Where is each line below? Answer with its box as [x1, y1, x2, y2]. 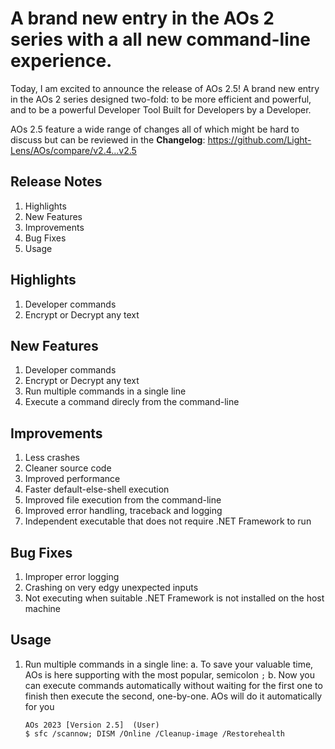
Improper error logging [24, 571, 120, 582]
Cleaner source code [24, 462, 112, 474]
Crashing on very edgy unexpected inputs [24, 582, 199, 593]
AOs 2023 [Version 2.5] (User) [24, 720, 160, 730]
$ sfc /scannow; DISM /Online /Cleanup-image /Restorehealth [24, 728, 286, 739]
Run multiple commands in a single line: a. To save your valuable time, [24, 658, 314, 670]
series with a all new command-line [10, 28, 311, 51]
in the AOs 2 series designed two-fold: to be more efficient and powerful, [10, 93, 312, 105]
